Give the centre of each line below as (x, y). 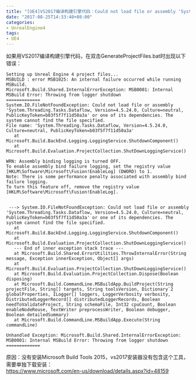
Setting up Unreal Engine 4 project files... (62, 74)
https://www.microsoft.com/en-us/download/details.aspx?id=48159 (87, 371)
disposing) (19, 279)
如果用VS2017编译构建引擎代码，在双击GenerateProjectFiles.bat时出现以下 (96, 56)
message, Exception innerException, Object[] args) (70, 258)
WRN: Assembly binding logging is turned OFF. (64, 161)
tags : (13, 33)
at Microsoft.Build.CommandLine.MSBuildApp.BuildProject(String (94, 284)
